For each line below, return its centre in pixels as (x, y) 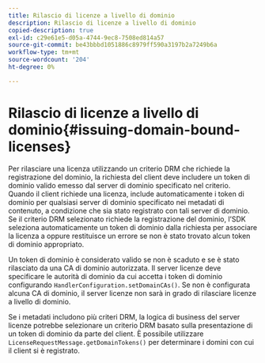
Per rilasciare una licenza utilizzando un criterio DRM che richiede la (119, 168)
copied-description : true (51, 30)
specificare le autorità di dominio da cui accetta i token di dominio (115, 276)
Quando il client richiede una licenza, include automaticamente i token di (127, 194)
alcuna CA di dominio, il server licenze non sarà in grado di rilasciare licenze (132, 293)
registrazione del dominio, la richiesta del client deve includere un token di (129, 177)
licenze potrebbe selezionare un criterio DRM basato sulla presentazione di (131, 325)
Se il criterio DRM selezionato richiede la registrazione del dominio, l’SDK (127, 219)
